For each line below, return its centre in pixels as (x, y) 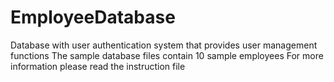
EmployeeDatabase (93, 17)
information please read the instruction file (98, 66)
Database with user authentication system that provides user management (164, 45)
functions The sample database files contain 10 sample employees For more (167, 55)
